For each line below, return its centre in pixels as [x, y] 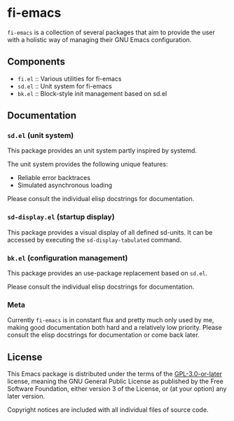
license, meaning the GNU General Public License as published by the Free [116, 381]
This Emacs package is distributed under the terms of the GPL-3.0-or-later [115, 374]
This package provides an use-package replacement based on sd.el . [108, 273]
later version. [26, 396]
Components [36, 62]
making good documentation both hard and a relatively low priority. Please [115, 328]
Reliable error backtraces [54, 178]
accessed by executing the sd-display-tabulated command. [95, 240]
